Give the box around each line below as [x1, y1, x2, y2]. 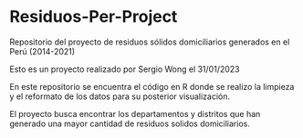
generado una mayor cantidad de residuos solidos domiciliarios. [9, 118, 251, 129]
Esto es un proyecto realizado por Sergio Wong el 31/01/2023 [9, 64, 240, 74]
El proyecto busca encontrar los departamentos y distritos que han [9, 108, 261, 119]
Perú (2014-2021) [9, 45, 76, 56]
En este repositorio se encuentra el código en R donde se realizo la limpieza [9, 81, 295, 92]
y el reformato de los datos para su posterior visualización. [9, 91, 231, 102]
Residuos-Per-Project [9, 6, 178, 27]
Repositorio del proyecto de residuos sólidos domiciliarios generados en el [9, 36, 290, 47]
